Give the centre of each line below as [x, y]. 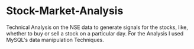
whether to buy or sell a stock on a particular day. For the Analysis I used [95, 33]
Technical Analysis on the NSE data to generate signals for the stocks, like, [97, 27]
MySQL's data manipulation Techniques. [55, 40]
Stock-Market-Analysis [65, 11]
